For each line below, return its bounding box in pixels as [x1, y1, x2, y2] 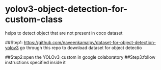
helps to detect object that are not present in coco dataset [5, 30, 123, 36]
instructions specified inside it [5, 59, 66, 65]
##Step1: [5, 39, 23, 45]
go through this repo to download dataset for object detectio [19, 45, 142, 50]
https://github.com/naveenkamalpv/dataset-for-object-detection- [24, 39, 156, 45]
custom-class [5, 14, 63, 25]
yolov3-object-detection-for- [5, 3, 128, 15]
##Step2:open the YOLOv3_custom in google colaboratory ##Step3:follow [5, 54, 156, 60]
